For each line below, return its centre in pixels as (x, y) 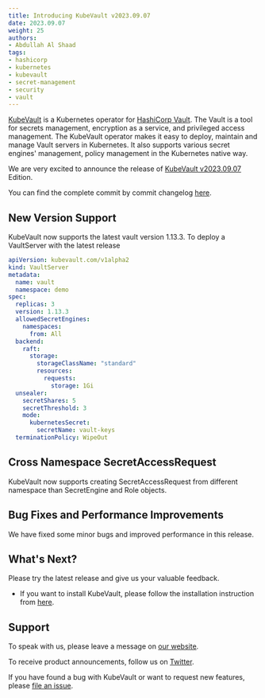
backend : (30, 341)
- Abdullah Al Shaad (42, 45)
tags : (17, 53)
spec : (17, 297)
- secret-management (42, 82)
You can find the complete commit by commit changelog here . (110, 193)
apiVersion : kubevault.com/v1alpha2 (69, 260)
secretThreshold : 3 (55, 408)
